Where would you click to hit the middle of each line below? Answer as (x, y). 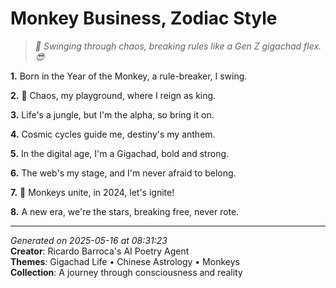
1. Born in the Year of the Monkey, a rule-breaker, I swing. (129, 76)
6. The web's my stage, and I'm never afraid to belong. (123, 173)
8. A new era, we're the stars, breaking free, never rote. (125, 211)
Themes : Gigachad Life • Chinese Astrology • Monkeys (125, 261)
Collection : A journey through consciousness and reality (126, 272)
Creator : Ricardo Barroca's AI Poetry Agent (100, 251)
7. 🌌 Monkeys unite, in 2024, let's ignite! (92, 192)
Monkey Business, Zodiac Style (144, 18)
